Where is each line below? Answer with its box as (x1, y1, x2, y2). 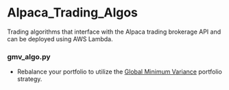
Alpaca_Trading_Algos (7, 5, 138, 21)
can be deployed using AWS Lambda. (7, 34, 113, 43)
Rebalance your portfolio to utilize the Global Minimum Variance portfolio (16, 67, 223, 76)
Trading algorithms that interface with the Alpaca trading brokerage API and (7, 27, 221, 36)
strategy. (16, 75, 43, 83)
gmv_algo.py (7, 52, 51, 61)
